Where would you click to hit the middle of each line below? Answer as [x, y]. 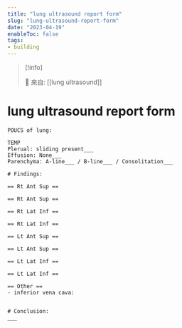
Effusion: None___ [34, 155]
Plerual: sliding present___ [50, 149]
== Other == [25, 286]
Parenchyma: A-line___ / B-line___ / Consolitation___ [90, 161]
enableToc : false [33, 34]
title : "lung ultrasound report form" [65, 14]
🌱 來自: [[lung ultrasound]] [63, 82]
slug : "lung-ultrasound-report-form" [63, 21]
